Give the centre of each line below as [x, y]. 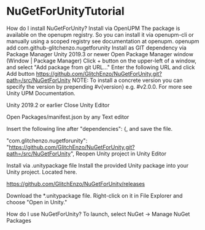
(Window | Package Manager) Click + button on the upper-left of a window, [101, 61]
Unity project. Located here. [42, 172]
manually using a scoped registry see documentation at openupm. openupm [103, 41]
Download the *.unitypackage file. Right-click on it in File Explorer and [95, 195]
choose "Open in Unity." [37, 202]
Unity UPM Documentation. [41, 93]
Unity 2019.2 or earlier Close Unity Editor [58, 105]
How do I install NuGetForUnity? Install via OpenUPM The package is [93, 28]
